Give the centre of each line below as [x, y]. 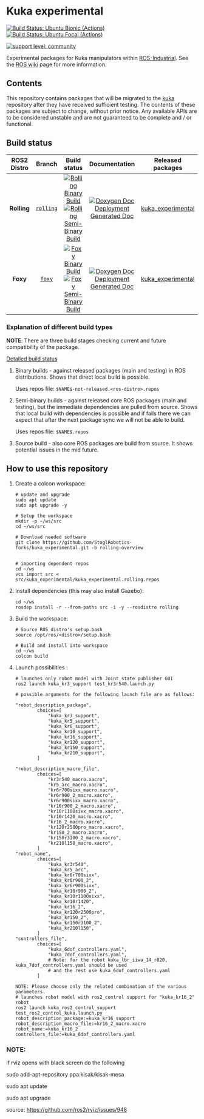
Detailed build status [32, 359]
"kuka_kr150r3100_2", [75, 923]
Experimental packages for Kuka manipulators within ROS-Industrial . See [97, 58]
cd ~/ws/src [30, 526]
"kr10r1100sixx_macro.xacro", [86, 811]
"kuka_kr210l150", [71, 928]
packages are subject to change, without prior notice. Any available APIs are [102, 111]
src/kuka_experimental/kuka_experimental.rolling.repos [87, 580]
